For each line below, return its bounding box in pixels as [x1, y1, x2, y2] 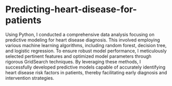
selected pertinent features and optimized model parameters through [5, 53, 151, 59]
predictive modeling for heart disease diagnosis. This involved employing [5, 37, 160, 43]
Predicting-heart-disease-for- [5, 4, 137, 15]
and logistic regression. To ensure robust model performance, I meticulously [5, 48, 167, 54]
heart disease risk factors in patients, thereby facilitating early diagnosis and [5, 69, 167, 75]
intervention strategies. [5, 75, 54, 81]
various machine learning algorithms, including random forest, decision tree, [5, 42, 167, 48]
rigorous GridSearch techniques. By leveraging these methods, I [5, 58, 141, 64]
